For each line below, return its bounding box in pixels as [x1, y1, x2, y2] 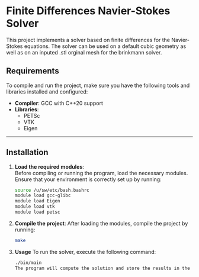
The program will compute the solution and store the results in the [14, 265, 191, 271]
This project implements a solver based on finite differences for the [6, 36, 171, 43]
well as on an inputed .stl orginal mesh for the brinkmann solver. [6, 49, 162, 56]
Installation [6, 147, 49, 157]
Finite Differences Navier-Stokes [6, 4, 171, 18]
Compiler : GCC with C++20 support [14, 99, 104, 107]
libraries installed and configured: [6, 88, 88, 95]
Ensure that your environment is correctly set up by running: [14, 176, 162, 183]
